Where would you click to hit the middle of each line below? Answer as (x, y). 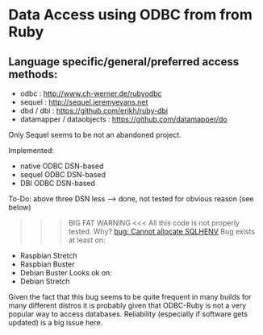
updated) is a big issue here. (56, 323)
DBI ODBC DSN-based (57, 183)
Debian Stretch (45, 281)
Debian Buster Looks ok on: (66, 273)
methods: (33, 74)
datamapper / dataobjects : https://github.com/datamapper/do (123, 119)
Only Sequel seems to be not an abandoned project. (95, 135)
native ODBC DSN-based (62, 166)
